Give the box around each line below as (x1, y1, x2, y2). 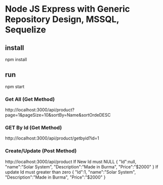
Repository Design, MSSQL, (5, 14, 119, 25)
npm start (5, 83, 25, 89)
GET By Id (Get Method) (5, 124, 62, 131)
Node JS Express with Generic (5, 3, 130, 15)
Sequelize (5, 24, 46, 35)
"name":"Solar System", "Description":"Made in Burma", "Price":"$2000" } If (5, 164, 159, 169)
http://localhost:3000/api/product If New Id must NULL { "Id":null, (5, 159, 137, 164)
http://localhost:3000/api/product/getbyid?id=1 (5, 135, 100, 141)
